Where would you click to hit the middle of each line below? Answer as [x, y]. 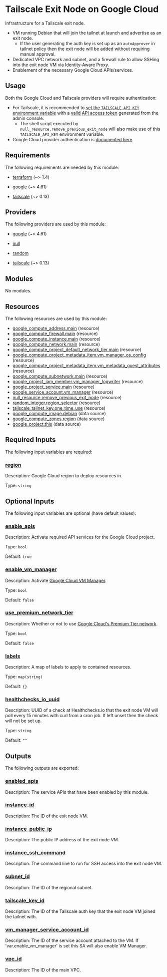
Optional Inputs [30, 501]
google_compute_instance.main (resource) [56, 339]
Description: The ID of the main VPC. [43, 969]
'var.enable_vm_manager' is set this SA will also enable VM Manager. [76, 946]
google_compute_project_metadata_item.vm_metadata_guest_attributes [86, 366]
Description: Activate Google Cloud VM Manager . [56, 580]
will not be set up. [23, 721]
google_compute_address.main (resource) [56, 328]
